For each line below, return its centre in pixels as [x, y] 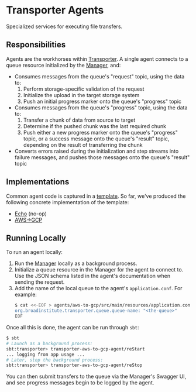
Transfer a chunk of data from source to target [79, 120]
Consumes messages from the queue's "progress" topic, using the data [101, 107]
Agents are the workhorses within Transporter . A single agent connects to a [97, 59]
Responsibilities [36, 45]
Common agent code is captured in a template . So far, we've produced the [96, 196]
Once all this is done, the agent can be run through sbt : [73, 327]
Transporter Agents [55, 10]
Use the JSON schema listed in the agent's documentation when [92, 276]
